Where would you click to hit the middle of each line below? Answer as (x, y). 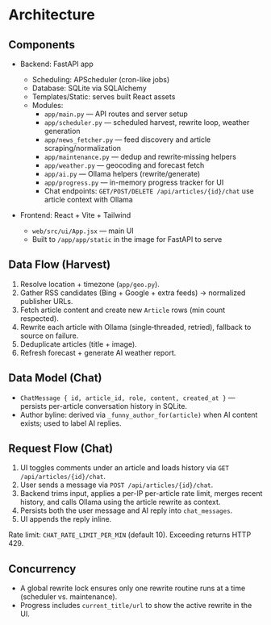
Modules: (48, 105)
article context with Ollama (88, 200)
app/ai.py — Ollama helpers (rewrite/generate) (122, 174)
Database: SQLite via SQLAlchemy (89, 88)
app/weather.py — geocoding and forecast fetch (124, 165)
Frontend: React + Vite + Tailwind (75, 215)
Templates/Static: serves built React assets (104, 97)
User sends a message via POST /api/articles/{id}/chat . (117, 485)
